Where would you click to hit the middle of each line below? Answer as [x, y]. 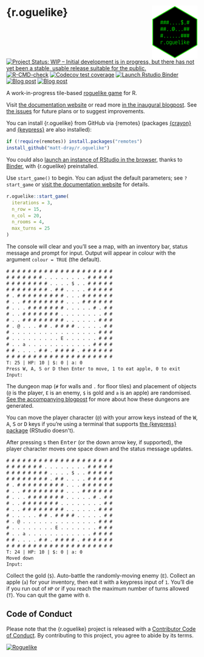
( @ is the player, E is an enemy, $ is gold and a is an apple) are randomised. [99, 393]
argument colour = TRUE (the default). [54, 260]
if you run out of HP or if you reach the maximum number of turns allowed [98, 589]
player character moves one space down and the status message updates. [100, 449]
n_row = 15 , [27, 209]
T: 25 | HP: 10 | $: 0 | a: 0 [45, 363]
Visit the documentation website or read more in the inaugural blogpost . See [102, 105]
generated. [20, 406]
